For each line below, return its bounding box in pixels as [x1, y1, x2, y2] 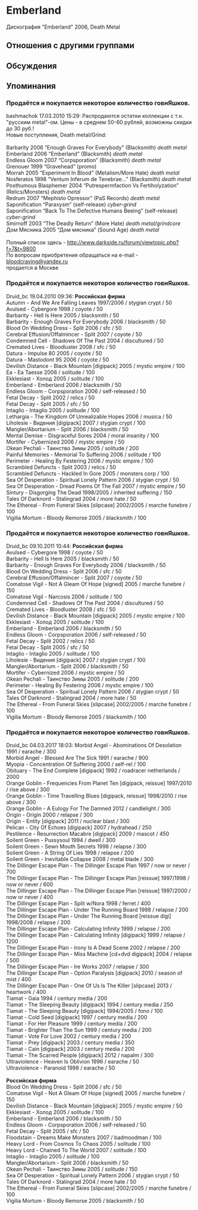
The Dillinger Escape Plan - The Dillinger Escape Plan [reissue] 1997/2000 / [6, 887, 191, 894]
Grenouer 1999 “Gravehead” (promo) [6, 163, 97, 170]
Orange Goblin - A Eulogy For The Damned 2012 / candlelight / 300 [6, 805, 171, 812]
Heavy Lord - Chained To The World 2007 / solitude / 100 [6, 1147, 147, 1154]
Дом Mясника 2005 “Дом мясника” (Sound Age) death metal [6, 226, 159, 233]
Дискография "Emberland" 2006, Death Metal [6, 23, 121, 30]
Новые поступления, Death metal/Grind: [6, 132, 107, 139]
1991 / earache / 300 [6, 748, 56, 755]
